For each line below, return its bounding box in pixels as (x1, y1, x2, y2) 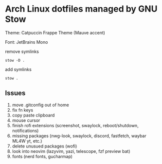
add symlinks (5, 66, 32, 72)
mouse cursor (12, 117, 40, 123)
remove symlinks (5, 49, 39, 54)
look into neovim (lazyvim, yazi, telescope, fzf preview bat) (12, 148, 130, 154)
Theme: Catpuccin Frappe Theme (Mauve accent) (5, 30, 106, 35)
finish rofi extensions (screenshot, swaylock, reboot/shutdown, (12, 122, 139, 128)
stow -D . (5, 58, 25, 63)
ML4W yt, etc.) (12, 138, 42, 144)
